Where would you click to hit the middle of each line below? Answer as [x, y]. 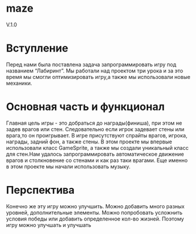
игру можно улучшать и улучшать [49, 225]
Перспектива [40, 190]
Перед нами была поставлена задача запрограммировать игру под [91, 64]
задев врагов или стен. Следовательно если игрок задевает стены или [95, 129]
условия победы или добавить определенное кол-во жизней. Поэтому [95, 219]
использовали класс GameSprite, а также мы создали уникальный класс [97, 147]
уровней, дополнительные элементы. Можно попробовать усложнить [94, 212]
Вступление [37, 48]
